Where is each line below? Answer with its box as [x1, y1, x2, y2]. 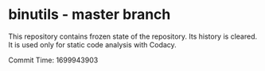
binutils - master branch [8, 6, 171, 24]
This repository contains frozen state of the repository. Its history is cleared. [8, 32, 257, 41]
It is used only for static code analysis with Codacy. [8, 39, 177, 49]
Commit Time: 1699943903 [8, 55, 99, 65]
